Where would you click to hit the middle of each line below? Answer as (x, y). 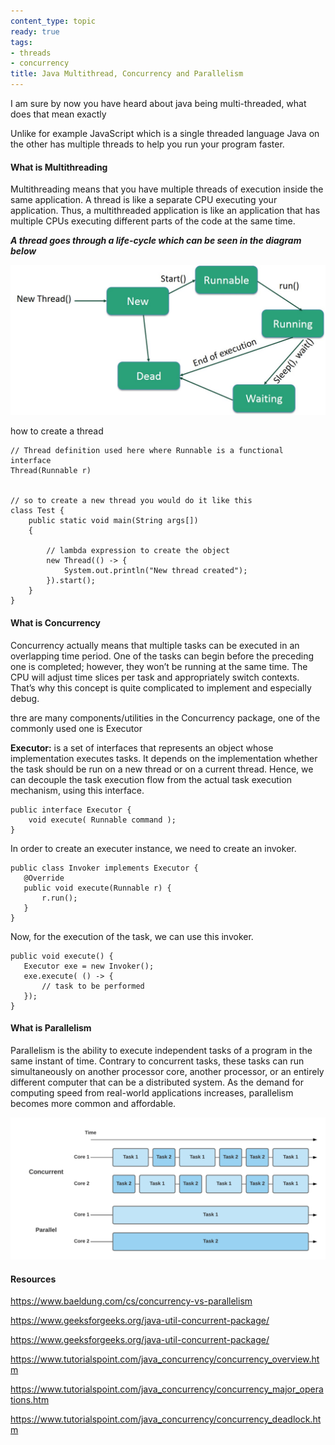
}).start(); (71, 581)
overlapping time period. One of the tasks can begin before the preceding (162, 656)
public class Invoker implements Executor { (104, 868)
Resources (33, 1279)
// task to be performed (93, 986)
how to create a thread (57, 431)
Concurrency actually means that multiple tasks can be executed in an (155, 645)
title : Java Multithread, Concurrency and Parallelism (127, 74)
